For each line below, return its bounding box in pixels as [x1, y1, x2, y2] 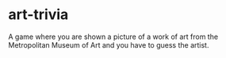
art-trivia [8, 6, 69, 24]
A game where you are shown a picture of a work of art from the [8, 32, 219, 41]
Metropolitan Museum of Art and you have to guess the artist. [8, 40, 209, 49]
